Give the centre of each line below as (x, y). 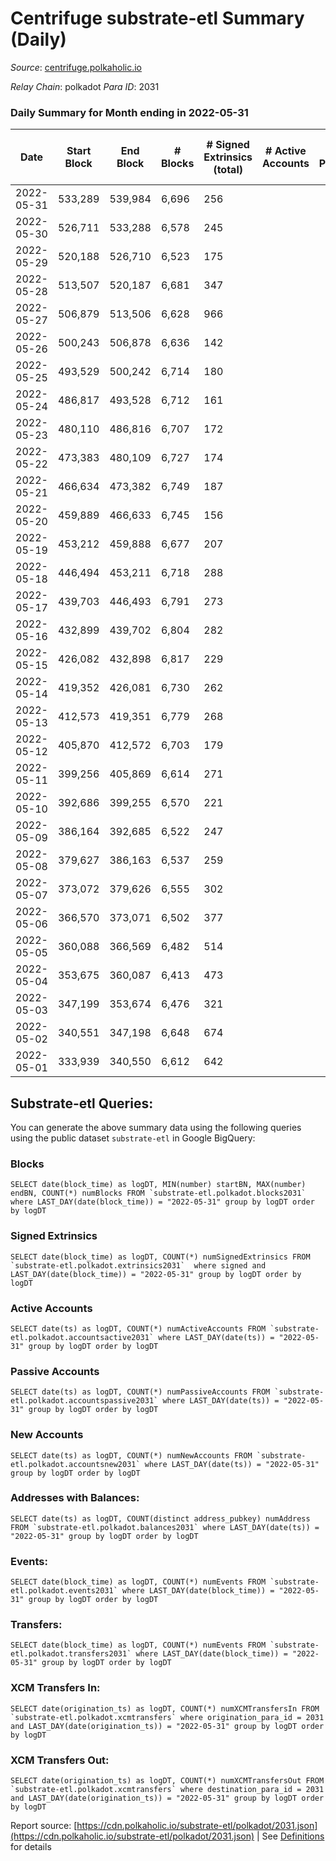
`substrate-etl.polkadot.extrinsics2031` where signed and (138, 1265)
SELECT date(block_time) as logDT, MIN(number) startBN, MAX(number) (158, 1185)
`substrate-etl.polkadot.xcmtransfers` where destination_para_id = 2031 (167, 1790)
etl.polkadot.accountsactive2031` (82, 1337)
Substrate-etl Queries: (82, 1103)
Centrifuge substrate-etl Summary (157, 18)
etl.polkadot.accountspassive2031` (84, 1401)
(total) (228, 170)
